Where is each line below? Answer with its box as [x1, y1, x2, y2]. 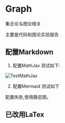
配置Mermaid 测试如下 [12, 83, 60, 89]
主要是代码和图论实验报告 [5, 31, 59, 37]
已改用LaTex [5, 110, 45, 119]
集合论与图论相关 [5, 20, 41, 27]
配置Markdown [5, 48, 54, 57]
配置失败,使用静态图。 [5, 94, 52, 100]
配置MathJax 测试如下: [12, 62, 60, 68]
